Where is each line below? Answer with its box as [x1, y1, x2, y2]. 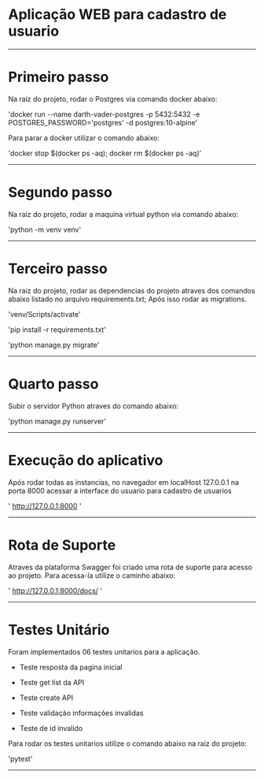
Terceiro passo [8, 260, 108, 278]
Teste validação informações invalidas [19, 708, 144, 717]
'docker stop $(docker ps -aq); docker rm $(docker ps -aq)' [8, 148, 202, 158]
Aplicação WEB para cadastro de [8, 6, 227, 24]
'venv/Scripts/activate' [8, 309, 81, 319]
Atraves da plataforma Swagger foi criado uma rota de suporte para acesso [8, 562, 253, 572]
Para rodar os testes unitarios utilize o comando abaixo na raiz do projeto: [8, 739, 247, 748]
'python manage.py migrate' [8, 340, 100, 349]
